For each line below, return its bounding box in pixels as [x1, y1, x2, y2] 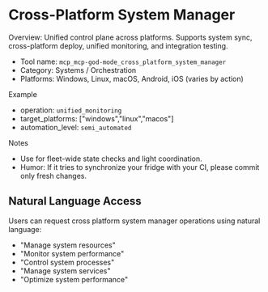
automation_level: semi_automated [19, 122, 132, 132]
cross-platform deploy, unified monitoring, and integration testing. [8, 40, 228, 50]
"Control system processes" [19, 257, 115, 267]
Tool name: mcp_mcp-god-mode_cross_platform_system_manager [19, 57, 227, 66]
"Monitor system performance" [19, 248, 125, 258]
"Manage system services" [19, 265, 111, 276]
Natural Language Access [8, 194, 142, 208]
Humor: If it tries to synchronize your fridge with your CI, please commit [19, 162, 260, 171]
